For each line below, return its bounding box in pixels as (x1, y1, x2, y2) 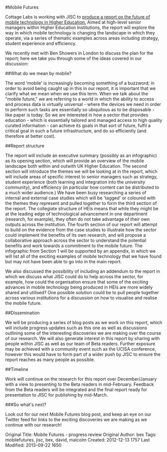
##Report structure (5, 143, 45, 149)
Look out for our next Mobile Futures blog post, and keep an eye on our (5, 412, 152, 417)
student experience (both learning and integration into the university (5, 179, 146, 185)
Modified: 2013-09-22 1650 (5, 442, 62, 448)
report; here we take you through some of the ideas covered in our (5, 55, 142, 61)
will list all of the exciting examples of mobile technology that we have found (5, 253, 162, 259)
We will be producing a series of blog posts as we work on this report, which (5, 320, 163, 325)
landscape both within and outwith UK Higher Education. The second (5, 163, 147, 169)
